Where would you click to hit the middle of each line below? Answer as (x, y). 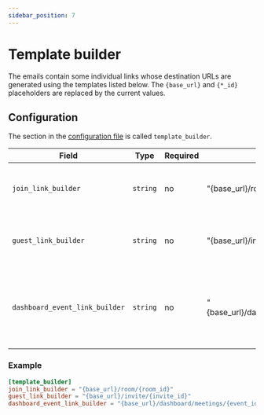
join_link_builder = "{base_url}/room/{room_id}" (91, 389)
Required (182, 156)
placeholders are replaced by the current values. (87, 93)
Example (25, 365)
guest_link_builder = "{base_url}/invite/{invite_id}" (100, 397)
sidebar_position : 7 (42, 15)
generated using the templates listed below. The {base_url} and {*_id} (123, 84)
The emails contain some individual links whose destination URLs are (120, 76)
